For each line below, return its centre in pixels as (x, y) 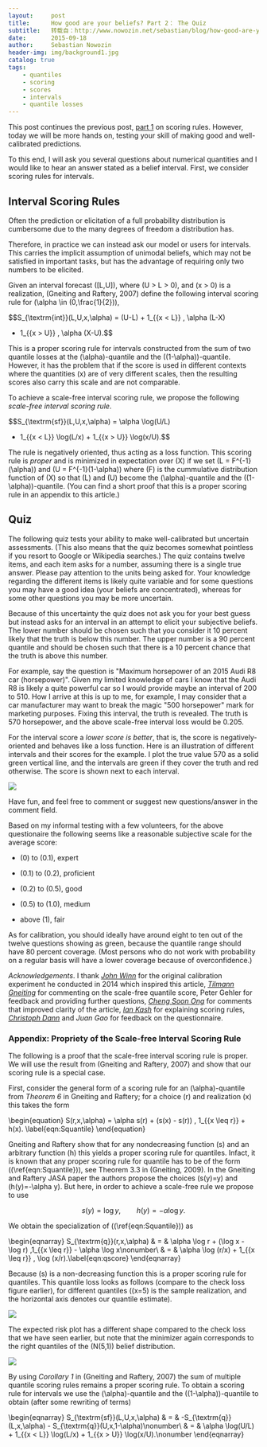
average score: (33, 842)
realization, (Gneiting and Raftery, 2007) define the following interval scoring (133, 293)
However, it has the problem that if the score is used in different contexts (127, 365)
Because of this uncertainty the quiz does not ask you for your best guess (130, 613)
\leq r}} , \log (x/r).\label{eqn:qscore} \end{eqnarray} (95, 1258)
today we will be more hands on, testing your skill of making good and (123, 135)
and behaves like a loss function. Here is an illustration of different (145, 746)
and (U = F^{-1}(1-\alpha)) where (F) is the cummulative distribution (148, 469)
